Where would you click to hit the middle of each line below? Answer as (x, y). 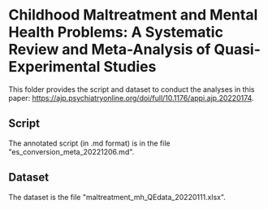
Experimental (54, 67)
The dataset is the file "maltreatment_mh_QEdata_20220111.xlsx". (117, 197)
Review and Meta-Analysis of (110, 50)
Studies (130, 67)
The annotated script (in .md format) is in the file (89, 143)
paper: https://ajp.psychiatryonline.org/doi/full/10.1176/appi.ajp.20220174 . (131, 98)
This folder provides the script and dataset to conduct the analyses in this (132, 89)
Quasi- (238, 50)
